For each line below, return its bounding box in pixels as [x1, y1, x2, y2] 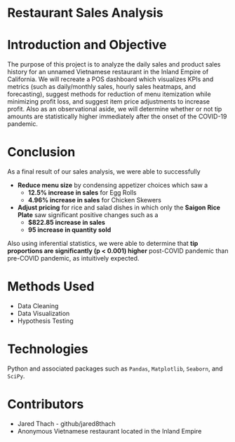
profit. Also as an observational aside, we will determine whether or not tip [7, 105, 222, 113]
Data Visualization [17, 310, 70, 317]
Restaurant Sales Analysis [7, 5, 163, 21]
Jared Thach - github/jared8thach [17, 419, 116, 428]
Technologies [7, 341, 89, 357]
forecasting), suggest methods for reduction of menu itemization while [7, 90, 212, 99]
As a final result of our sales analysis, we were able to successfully [7, 167, 201, 176]
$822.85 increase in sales [27, 219, 105, 227]
